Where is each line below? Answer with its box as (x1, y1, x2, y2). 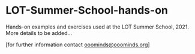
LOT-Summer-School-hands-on (5, 4, 169, 17)
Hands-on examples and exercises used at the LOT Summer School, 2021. (5, 23, 190, 30)
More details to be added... (5, 29, 73, 36)
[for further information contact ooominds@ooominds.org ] (5, 41, 151, 48)
